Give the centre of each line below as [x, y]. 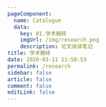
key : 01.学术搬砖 [43, 33]
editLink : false [31, 92]
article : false [30, 79]
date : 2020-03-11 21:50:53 [47, 60]
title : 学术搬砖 [29, 53]
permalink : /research [39, 66]
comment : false [30, 86]
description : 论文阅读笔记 [57, 46]
